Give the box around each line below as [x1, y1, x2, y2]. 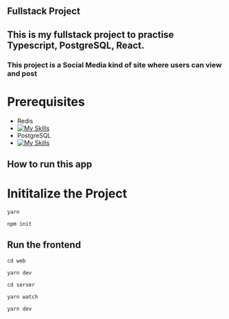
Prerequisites [7, 94, 86, 109]
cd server [7, 281, 36, 288]
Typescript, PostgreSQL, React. [7, 39, 145, 51]
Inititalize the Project [7, 186, 128, 202]
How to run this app [7, 158, 93, 170]
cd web [7, 257, 26, 264]
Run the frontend [7, 239, 81, 251]
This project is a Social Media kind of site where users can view [7, 60, 222, 69]
